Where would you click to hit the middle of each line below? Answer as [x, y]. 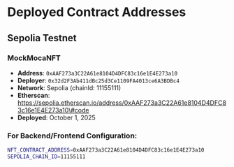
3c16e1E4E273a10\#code [53, 110]
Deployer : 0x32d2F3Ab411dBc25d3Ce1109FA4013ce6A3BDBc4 [98, 80]
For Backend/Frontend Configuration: [72, 136]
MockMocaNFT [34, 58]
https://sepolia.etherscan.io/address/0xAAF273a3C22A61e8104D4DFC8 [122, 103]
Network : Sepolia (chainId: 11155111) [69, 87]
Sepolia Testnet [42, 38]
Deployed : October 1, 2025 [56, 117]
